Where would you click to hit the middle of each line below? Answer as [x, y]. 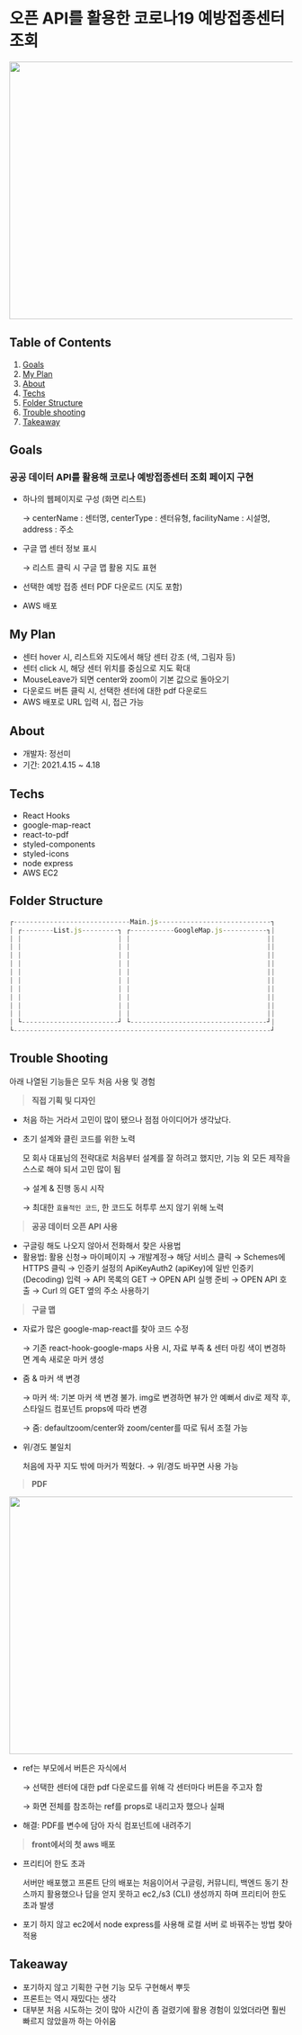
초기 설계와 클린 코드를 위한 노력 [79, 1138]
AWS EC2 [40, 873]
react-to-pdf [45, 834]
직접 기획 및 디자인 [63, 1100]
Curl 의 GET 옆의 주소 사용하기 [96, 1290]
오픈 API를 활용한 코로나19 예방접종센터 [147, 18]
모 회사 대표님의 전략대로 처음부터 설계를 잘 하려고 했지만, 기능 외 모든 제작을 [156, 1158]
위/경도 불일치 [47, 1447]
